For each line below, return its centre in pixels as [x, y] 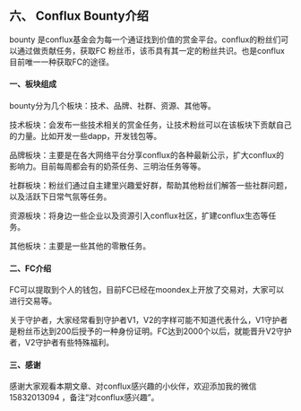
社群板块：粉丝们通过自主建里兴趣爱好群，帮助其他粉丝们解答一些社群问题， [150, 186]
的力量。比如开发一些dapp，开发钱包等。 [86, 136]
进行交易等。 [33, 301]
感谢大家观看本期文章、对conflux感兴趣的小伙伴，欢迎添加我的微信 [133, 386]
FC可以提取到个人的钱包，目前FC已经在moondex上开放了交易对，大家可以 [147, 290]
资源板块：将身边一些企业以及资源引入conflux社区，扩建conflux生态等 [139, 216]
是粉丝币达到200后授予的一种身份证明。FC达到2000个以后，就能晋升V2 [142, 331]
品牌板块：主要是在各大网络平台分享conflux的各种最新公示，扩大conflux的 [147, 155]
